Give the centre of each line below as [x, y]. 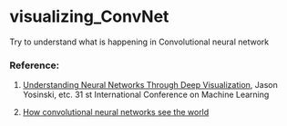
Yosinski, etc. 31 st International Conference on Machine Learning [146, 95]
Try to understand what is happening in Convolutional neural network [139, 42]
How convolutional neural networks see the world [116, 112]
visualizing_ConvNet [89, 17]
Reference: [35, 65]
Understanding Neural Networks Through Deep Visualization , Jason [150, 85]
